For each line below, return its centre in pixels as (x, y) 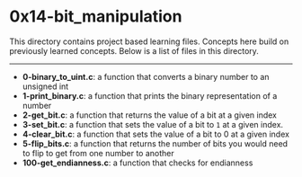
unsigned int (45, 86)
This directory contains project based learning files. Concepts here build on (149, 41)
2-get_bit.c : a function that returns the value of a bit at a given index (149, 115)
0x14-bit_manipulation (96, 17)
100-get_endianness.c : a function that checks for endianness (138, 163)
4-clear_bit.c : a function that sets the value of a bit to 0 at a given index (156, 134)
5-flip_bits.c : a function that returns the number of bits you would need (155, 143)
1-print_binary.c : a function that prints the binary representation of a (150, 95)
